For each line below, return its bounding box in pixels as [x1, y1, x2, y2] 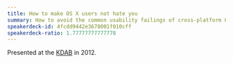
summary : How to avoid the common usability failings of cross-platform [7, 17, 222, 24]
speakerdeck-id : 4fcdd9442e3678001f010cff [7, 23, 132, 30]
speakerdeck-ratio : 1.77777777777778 [7, 29, 116, 37]
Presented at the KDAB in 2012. [7, 48, 97, 57]
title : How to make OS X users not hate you [7, 10, 138, 17]
